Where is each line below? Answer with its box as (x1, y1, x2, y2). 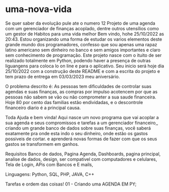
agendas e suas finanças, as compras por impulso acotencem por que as (5, 88, 158, 94)
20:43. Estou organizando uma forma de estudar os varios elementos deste (5, 36, 162, 42)
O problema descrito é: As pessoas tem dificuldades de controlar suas (5, 83, 152, 89)
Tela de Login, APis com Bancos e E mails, (5, 161, 93, 167)
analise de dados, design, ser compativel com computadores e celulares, (5, 156, 157, 162)
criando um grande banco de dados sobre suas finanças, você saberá (5, 125, 151, 131)
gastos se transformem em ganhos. (5, 141, 79, 147)
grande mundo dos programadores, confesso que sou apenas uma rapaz (5, 41, 157, 47)
